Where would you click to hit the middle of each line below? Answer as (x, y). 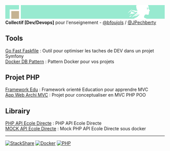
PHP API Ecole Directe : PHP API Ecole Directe (54, 123)
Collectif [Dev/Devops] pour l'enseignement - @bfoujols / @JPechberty (81, 22)
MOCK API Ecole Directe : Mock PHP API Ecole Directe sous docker (76, 129)
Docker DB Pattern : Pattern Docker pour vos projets (60, 62)
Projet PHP (23, 78)
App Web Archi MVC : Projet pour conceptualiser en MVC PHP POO (76, 95)
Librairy (18, 111)
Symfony (15, 56)
